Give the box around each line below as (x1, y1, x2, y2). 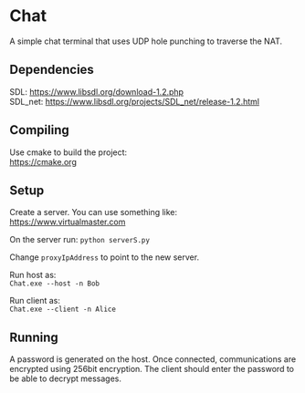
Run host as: (9, 270, 57, 281)
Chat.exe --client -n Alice (9, 305, 117, 315)
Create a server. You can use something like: (9, 207, 178, 218)
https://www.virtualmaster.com (9, 216, 126, 228)
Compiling (9, 122, 70, 138)
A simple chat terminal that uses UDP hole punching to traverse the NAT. (9, 36, 283, 47)
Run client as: (9, 295, 61, 306)
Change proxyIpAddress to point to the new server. (9, 252, 199, 263)
